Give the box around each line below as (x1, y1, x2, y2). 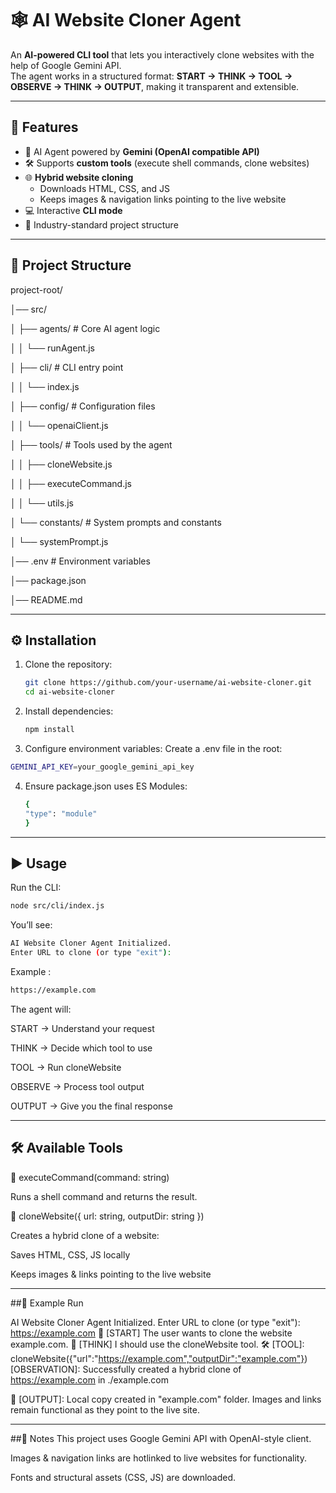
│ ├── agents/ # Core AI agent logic (10, 322, 161, 334)
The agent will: (10, 1003, 72, 1015)
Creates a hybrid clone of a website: (10, 1229, 160, 1241)
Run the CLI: (10, 882, 62, 894)
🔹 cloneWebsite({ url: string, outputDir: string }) (10, 1210, 205, 1222)
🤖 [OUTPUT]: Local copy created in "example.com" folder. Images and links (10, 1393, 322, 1405)
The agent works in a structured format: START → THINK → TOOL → (10, 70, 293, 82)
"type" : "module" (24, 808, 98, 819)
